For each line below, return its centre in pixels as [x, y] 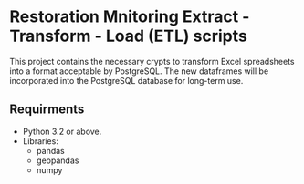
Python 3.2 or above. [62, 131]
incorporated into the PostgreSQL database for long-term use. [126, 80]
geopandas [58, 160]
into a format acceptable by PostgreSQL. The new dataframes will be [139, 71]
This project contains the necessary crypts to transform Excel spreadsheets [152, 61]
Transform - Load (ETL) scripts [129, 36]
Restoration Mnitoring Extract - [130, 17]
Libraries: [41, 141]
